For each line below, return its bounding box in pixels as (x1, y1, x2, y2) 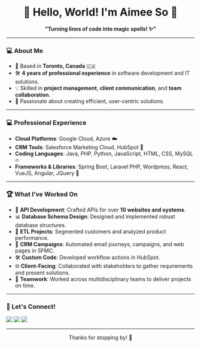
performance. (14, 234, 49, 242)
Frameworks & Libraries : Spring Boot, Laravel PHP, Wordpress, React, (14, 163, 188, 170)
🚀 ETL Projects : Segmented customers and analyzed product (14, 228, 166, 235)
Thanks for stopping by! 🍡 (68, 334, 133, 341)
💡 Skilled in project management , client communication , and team (14, 85, 182, 92)
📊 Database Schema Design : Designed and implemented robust (14, 213, 175, 220)
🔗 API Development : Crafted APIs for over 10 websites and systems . (14, 206, 186, 213)
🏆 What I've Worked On (6, 190, 78, 198)
